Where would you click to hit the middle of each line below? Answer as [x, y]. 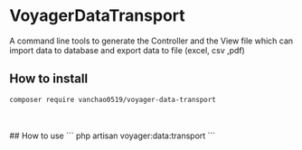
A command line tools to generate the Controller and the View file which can [151, 41]
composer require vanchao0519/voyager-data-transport [113, 99]
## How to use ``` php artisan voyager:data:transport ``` [113, 136]
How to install [49, 79]
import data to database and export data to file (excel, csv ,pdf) [127, 50]
